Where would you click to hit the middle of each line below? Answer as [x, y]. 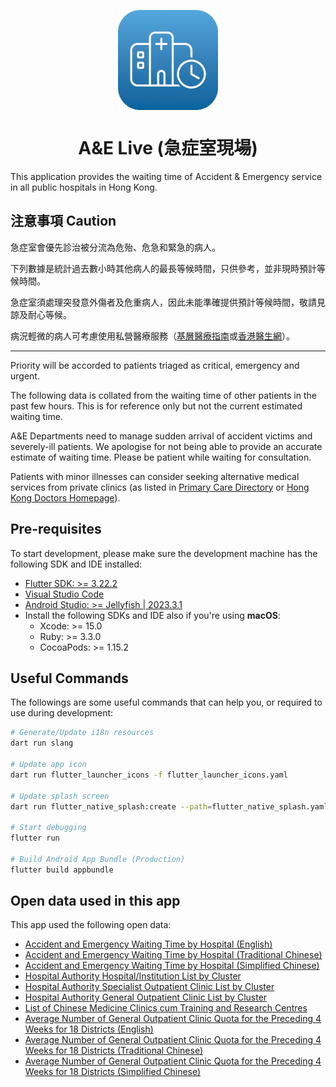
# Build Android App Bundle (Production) [98, 859]
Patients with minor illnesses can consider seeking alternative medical [155, 476]
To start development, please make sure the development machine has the [164, 553]
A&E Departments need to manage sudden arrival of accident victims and [161, 436]
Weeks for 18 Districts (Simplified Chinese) [113, 1072]
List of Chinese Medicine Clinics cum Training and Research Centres [166, 1008]
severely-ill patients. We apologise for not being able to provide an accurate [166, 446]
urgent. [25, 376]
